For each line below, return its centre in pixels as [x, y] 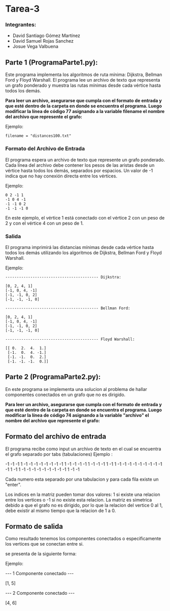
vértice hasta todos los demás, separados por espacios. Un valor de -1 [79, 170]
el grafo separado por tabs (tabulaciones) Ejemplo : [59, 454]
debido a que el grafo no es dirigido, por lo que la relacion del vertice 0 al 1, [84, 505]
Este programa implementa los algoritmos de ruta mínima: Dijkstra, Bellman [84, 75]
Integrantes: [21, 25]
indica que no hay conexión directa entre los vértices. [61, 176]
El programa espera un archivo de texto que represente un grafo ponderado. [85, 160]
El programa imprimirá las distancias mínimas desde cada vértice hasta [79, 247]
